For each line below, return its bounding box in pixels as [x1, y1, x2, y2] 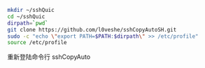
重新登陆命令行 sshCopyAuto [7, 53, 91, 61]
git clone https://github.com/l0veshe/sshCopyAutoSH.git [7, 26, 177, 33]
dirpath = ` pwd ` [7, 20, 49, 27]
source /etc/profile [7, 39, 68, 46]
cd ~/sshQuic [7, 13, 45, 20]
